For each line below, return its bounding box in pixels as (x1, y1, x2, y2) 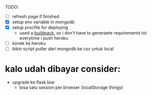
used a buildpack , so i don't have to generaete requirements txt (19, 30, 147, 36)
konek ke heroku (12, 40, 46, 46)
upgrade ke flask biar (12, 79, 55, 85)
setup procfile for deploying (12, 24, 68, 31)
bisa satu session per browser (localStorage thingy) (19, 85, 123, 91)
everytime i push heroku (19, 35, 68, 41)
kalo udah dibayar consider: (5, 63, 121, 75)
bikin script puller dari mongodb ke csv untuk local (12, 46, 114, 52)
